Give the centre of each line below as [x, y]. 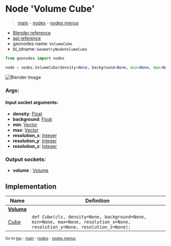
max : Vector [26, 130]
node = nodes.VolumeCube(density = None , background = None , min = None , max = [84, 67]
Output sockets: [26, 159]
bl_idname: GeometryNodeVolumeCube [50, 49]
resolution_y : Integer [35, 141]
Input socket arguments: [32, 103]
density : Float [27, 114]
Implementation [31, 186]
